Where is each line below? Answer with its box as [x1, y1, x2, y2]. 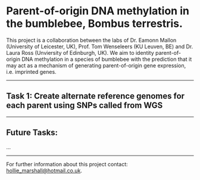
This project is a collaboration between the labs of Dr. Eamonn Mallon [6, 36, 177, 44]
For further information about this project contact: [6, 160, 128, 167]
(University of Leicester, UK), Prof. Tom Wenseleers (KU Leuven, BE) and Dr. [6, 43, 193, 50]
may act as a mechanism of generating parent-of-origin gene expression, [6, 61, 186, 69]
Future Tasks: [6, 128, 58, 138]
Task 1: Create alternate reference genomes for [6, 91, 185, 101]
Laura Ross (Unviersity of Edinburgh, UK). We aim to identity [6, 49, 155, 56]
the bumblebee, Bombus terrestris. [6, 17, 183, 30]
